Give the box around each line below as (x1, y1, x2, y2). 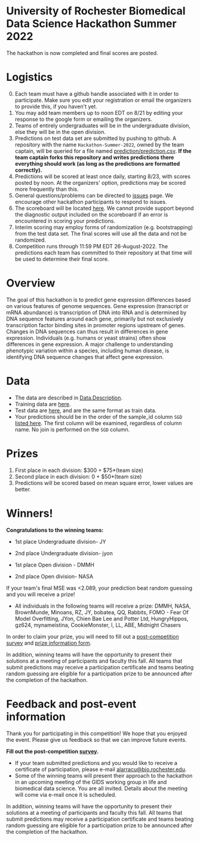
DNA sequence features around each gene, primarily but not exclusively (6, 315, 184, 322)
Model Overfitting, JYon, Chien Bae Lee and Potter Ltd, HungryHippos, (14, 615, 189, 622)
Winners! (6, 507, 53, 520)
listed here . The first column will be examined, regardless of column (14, 419, 182, 426)
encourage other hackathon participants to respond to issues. (14, 198, 167, 205)
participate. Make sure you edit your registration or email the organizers (14, 96, 192, 103)
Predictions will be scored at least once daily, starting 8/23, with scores (14, 172, 191, 180)
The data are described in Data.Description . (14, 394, 123, 401)
